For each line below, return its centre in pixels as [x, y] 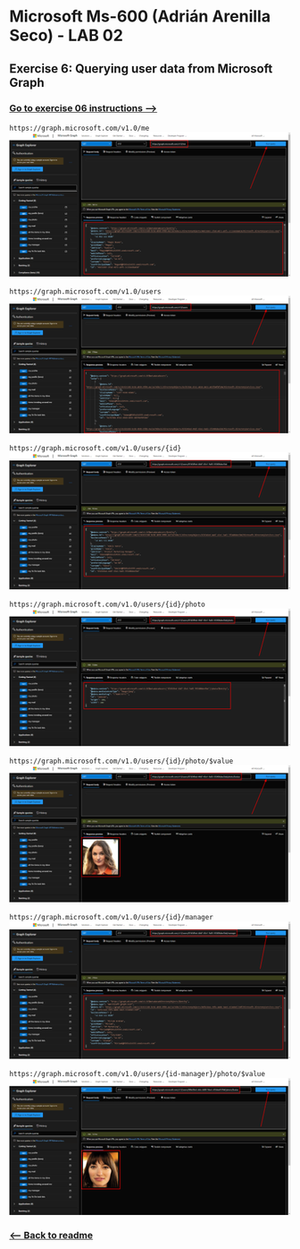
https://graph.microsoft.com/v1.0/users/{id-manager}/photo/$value [137, 1074]
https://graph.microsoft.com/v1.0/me [79, 128]
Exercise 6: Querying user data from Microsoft [141, 68]
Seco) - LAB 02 [66, 35]
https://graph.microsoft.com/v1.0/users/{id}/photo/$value [121, 761]
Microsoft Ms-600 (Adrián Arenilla [140, 17]
